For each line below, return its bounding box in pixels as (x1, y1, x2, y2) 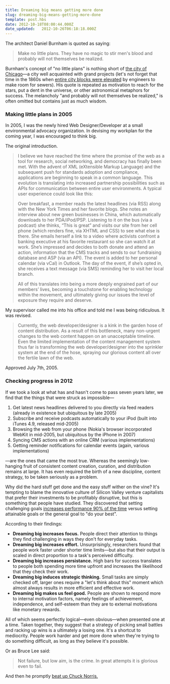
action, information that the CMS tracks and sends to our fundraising (17, 249, 161, 255)
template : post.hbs (5, 17, 47, 22)
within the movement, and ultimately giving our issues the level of (17, 292, 155, 298)
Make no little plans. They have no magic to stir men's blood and (17, 50, 153, 57)
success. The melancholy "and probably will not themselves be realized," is (5, 93, 163, 99)
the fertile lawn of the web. (17, 355, 74, 361)
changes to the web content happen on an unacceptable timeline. (17, 333, 155, 339)
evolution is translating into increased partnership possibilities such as (17, 180, 165, 186)
